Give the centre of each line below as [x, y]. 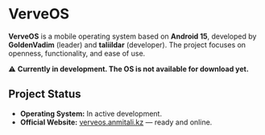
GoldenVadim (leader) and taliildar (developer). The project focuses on [127, 44]
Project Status [45, 94]
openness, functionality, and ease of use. [77, 53]
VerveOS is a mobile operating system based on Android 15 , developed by [132, 36]
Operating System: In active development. [91, 113]
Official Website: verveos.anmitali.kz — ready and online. [116, 122]
